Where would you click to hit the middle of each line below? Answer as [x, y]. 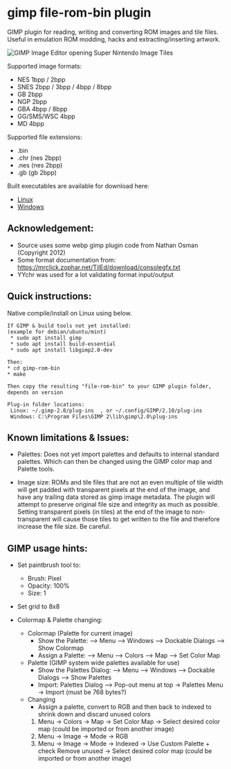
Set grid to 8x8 [38, 606]
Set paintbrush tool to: [49, 565]
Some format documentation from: [66, 260]
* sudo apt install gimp [46, 338]
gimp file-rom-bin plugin [79, 13]
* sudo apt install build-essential [63, 344]
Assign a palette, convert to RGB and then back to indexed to [125, 707]
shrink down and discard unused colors [94, 714]
